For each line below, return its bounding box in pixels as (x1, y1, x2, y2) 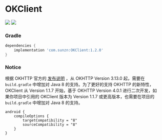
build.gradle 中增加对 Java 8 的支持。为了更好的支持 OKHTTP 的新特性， (5, 82, 154, 87)
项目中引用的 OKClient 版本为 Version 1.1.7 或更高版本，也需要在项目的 (13, 94, 155, 100)
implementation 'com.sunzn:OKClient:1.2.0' (14, 48, 104, 53)
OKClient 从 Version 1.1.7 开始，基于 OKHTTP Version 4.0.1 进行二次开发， (5, 87, 153, 93)
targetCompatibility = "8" (22, 118, 78, 123)
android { (5, 109, 25, 115)
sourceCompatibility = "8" (22, 122, 78, 127)
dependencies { (5, 43, 36, 48)
